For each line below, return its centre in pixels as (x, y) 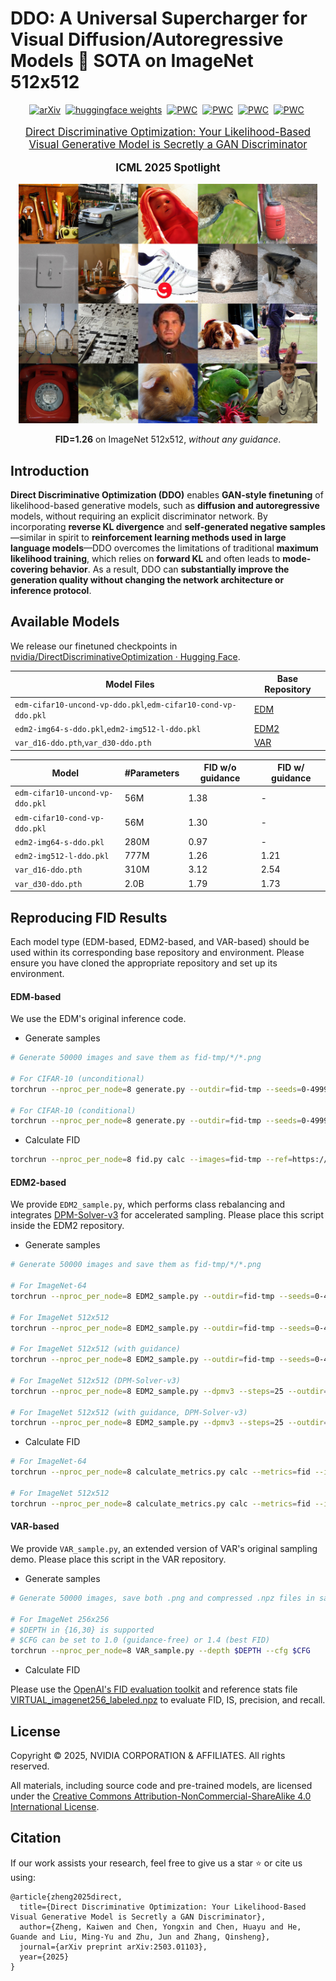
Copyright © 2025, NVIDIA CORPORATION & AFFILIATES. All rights (148, 1755)
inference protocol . (51, 591)
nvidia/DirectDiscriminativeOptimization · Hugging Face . (125, 656)
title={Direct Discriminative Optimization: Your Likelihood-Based (163, 1907)
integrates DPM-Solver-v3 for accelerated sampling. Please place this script (167, 1215)
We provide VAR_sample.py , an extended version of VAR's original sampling (164, 1548)
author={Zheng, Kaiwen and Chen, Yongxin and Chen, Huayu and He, (160, 1927)
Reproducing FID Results (89, 917)
